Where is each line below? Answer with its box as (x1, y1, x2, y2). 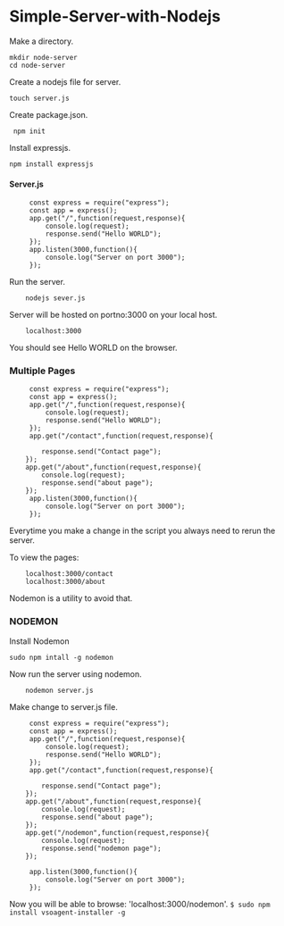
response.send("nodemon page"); (41, 844, 163, 853)
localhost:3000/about (25, 578, 105, 587)
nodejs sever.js (25, 294, 87, 303)
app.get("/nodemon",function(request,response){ (25, 828, 210, 837)
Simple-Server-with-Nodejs (9, 6, 221, 27)
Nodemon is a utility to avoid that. (9, 593, 133, 604)
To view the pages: (9, 552, 79, 563)
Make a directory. (9, 36, 74, 46)
